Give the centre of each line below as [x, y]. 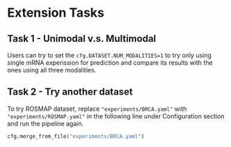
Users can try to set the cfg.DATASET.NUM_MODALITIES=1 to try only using [110, 55]
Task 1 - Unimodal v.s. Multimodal [82, 39]
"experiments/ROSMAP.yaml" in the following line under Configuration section [116, 116]
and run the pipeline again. [46, 123]
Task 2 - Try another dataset [70, 92]
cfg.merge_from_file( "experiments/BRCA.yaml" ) [76, 136]
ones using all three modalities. [52, 70]
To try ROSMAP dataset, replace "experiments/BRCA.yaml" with [97, 109]
